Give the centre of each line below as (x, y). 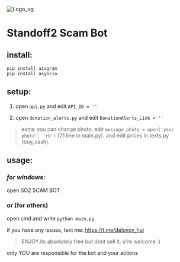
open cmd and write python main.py (50, 218)
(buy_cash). (35, 142)
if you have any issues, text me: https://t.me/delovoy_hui (75, 230)
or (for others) (28, 206)
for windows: (26, 177)
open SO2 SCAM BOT (33, 190)
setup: (19, 92)
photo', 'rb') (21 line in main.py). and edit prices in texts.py (95, 135)
